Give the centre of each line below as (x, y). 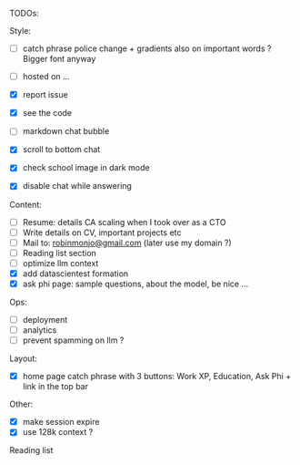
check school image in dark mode (86, 168)
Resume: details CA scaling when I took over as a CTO (124, 222)
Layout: (24, 358)
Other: (21, 404)
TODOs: (24, 13)
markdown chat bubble (66, 131)
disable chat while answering (77, 186)
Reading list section (60, 253)
